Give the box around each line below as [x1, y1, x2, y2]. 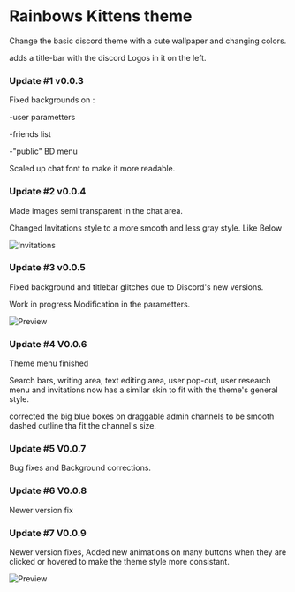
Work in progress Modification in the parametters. [9, 299, 191, 309]
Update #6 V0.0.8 [9, 484, 87, 497]
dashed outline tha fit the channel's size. [9, 421, 157, 431]
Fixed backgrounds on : [9, 95, 95, 105]
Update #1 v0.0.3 [9, 74, 84, 87]
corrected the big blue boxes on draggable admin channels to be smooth [9, 411, 275, 421]
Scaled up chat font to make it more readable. [9, 163, 176, 174]
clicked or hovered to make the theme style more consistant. [9, 557, 230, 567]
